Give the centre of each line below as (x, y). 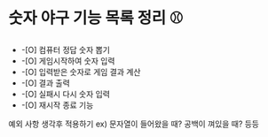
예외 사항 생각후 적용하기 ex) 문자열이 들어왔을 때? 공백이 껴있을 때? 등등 (134, 124)
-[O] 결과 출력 (45, 83)
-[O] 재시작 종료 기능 (57, 105)
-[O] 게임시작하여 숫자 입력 (68, 61)
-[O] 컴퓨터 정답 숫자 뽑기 (65, 49)
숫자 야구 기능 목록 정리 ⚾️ (96, 18)
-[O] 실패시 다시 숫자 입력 (65, 94)
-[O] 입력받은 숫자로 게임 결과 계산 (81, 72)
